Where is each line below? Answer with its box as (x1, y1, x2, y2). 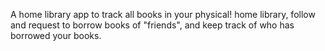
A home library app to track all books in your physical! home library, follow (10, 9, 316, 20)
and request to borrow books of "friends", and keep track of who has (10, 19, 295, 31)
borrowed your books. (10, 30, 102, 41)
